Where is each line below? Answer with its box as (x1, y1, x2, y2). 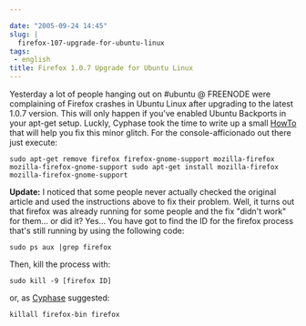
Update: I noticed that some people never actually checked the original (9, 187, 277, 197)
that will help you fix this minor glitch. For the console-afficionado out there (9, 127, 291, 138)
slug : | (9, 29, 39, 39)
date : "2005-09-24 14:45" (9, 21, 107, 30)
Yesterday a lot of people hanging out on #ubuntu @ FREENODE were (9, 88, 271, 99)
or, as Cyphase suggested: (9, 292, 110, 303)
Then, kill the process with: (9, 259, 111, 270)
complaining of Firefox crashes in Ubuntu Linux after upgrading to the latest (9, 98, 294, 109)
